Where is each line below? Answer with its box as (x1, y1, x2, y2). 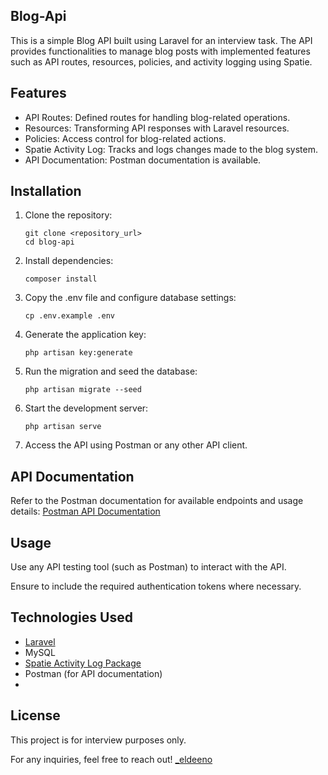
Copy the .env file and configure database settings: (24, 292, 237, 304)
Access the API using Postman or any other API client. (24, 439, 248, 451)
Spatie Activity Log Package (24, 657, 142, 669)
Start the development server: (24, 402, 149, 414)
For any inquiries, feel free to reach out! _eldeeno (10, 753, 213, 765)
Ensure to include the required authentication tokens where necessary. (10, 580, 302, 593)
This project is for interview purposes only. (10, 734, 187, 746)
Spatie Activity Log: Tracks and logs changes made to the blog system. (24, 143, 319, 155)
